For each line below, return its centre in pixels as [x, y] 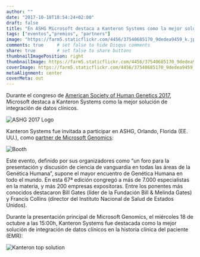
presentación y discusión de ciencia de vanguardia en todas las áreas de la [98, 167]
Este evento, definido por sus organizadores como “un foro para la [88, 161]
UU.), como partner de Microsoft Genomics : [60, 137]
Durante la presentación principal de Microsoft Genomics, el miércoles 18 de [100, 217]
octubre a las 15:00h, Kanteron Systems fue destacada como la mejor [91, 223]
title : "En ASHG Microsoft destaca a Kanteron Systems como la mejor [94, 28]
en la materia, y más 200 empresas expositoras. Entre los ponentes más [95, 186]
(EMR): [15, 236]
